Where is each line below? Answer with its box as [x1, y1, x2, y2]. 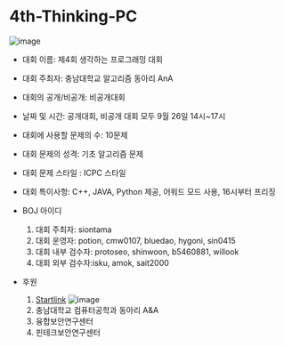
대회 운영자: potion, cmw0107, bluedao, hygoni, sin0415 [35, 235, 236, 245]
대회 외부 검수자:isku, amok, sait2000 [35, 257, 169, 268]
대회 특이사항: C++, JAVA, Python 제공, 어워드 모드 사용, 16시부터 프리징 [21, 186, 276, 197]
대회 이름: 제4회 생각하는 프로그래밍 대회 [21, 53, 163, 64]
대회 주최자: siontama [35, 224, 112, 235]
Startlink [35, 294, 67, 304]
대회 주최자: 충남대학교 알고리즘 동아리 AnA [21, 73, 174, 84]
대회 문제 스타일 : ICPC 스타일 [21, 167, 126, 178]
